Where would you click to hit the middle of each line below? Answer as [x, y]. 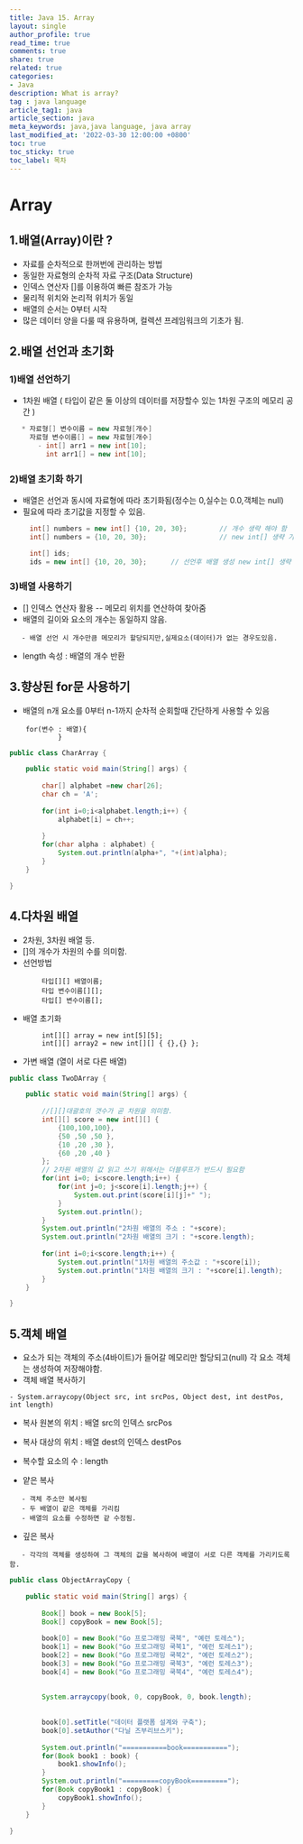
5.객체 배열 [38, 1334]
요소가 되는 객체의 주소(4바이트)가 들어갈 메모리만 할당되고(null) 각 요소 [148, 1358]
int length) [32, 1405]
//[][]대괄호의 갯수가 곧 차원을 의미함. [107, 1111]
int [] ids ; [50, 553]
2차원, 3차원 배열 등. [59, 940]
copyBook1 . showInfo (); [100, 1798]
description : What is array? [64, 93]
